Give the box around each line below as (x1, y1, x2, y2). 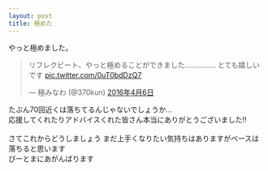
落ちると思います (8, 143, 66, 153)
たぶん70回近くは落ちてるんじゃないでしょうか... (8, 105, 173, 114)
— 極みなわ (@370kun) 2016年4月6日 (28, 87, 154, 97)
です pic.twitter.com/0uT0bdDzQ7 (28, 70, 142, 79)
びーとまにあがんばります (8, 153, 94, 163)
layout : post (8, 11, 53, 20)
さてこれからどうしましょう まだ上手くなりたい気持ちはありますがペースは (8, 133, 260, 143)
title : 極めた (8, 19, 53, 28)
